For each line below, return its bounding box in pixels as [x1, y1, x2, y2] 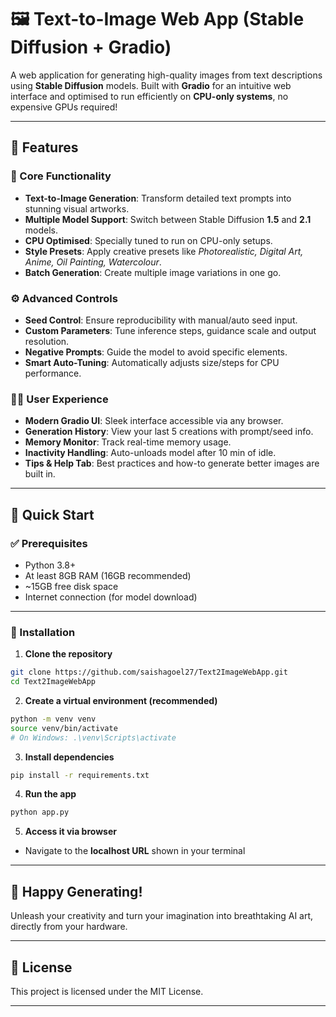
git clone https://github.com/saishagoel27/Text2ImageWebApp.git [10, 667, 288, 678]
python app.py [10, 807, 70, 818]
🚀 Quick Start [10, 506, 95, 523]
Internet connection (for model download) [24, 591, 198, 603]
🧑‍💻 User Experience [10, 392, 109, 406]
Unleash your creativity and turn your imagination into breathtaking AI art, [10, 910, 314, 922]
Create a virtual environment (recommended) [24, 694, 218, 706]
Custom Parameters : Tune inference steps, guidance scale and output [24, 324, 317, 336]
